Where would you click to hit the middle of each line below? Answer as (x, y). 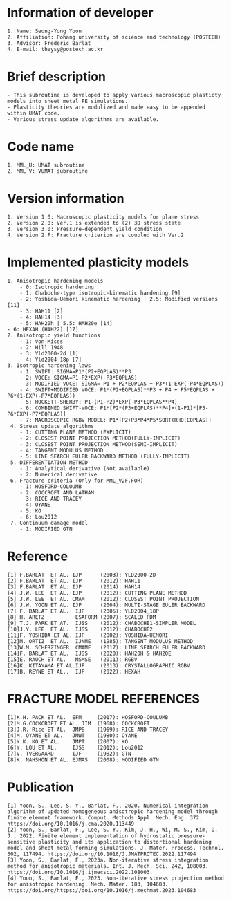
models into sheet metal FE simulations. (68, 101)
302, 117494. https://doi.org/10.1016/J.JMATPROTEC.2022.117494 (102, 854)
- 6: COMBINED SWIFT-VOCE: (58, 408)
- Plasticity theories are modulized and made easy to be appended (107, 107)
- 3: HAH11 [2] (41, 311)
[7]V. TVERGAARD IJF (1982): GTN (69, 754)
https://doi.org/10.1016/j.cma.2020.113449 (71, 824)
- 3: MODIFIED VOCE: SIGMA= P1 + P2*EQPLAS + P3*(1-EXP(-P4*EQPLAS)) (122, 384)
